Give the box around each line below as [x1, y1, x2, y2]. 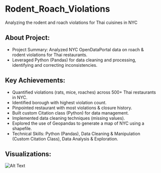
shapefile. [12, 125, 32, 131]
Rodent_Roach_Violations [5, 3, 110, 15]
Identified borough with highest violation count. [12, 99, 107, 105]
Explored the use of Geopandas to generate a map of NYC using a [12, 120, 145, 126]
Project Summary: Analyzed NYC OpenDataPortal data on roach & [12, 46, 144, 52]
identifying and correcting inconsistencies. [12, 62, 98, 68]
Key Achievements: [5, 77, 65, 85]
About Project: [5, 34, 50, 42]
